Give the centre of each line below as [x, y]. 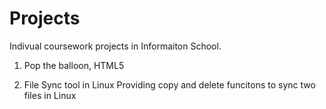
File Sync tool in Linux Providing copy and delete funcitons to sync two [169, 84]
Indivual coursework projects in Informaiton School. [115, 46]
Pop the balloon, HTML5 [74, 65]
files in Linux [50, 95]
